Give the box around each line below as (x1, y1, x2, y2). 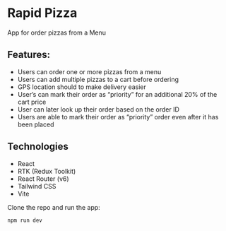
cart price (17, 97, 47, 106)
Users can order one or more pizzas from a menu (17, 67, 162, 76)
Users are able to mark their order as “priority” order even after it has (17, 112, 219, 121)
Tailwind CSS (17, 182, 56, 190)
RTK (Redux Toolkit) (17, 167, 76, 175)
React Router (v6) (17, 174, 69, 183)
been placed (17, 120, 54, 129)
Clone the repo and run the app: (7, 203, 100, 211)
